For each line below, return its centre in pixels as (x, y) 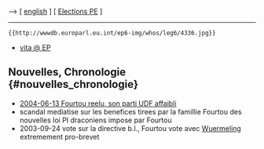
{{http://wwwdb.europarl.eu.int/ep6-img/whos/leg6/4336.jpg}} (112, 33)
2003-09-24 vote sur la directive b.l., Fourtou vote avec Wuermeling (130, 128)
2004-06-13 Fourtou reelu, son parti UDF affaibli (98, 103)
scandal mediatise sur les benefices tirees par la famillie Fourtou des (130, 111)
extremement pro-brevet (59, 136)
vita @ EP (35, 47)
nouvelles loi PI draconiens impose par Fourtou (95, 120)
